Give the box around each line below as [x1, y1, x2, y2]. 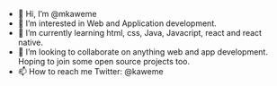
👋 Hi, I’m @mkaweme [17, 9, 97, 19]
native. [17, 37, 43, 47]
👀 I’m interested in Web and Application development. [17, 18, 218, 29]
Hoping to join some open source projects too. [17, 56, 191, 66]
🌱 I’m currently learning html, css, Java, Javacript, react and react [17, 28, 263, 38]
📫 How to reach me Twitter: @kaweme [17, 66, 164, 76]
